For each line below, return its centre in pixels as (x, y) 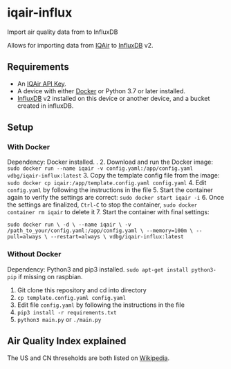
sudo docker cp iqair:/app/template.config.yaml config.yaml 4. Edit (107, 183)
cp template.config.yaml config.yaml (72, 298)
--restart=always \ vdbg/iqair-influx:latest (118, 237)
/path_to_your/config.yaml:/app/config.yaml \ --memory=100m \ (100, 231)
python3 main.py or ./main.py (59, 319)
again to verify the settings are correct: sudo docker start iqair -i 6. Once (116, 198)
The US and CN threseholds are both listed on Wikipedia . (89, 358)
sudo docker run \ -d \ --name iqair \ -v (69, 225)
